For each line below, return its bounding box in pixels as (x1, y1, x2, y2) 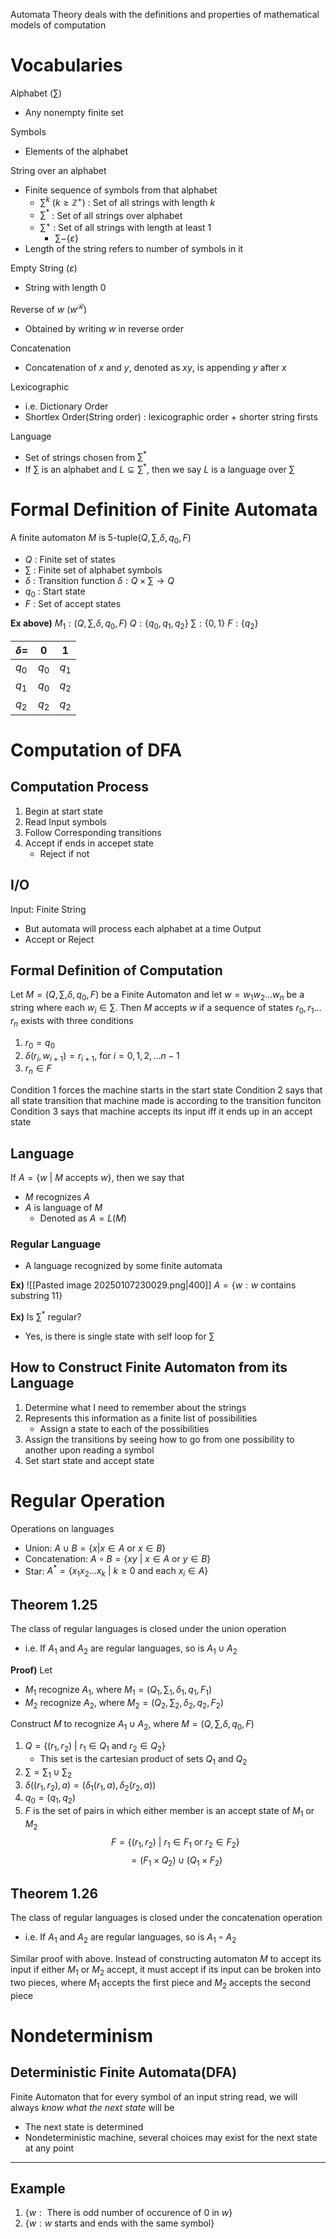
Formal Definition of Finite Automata (10, 499, 318, 521)
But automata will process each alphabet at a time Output (24, 922, 262, 934)
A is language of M (24, 1201, 103, 1213)
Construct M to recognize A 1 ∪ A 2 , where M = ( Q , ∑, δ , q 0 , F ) (10, 1718, 255, 1733)
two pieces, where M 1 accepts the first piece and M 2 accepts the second (10, 1976, 312, 1991)
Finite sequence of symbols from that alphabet (24, 184, 218, 196)
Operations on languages (10, 1522, 115, 1534)
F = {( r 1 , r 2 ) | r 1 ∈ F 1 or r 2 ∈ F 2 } (110, 1835, 240, 1850)
